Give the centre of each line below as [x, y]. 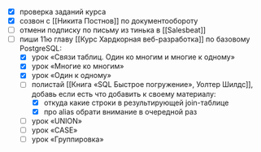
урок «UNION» [57, 120]
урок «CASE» [54, 130]
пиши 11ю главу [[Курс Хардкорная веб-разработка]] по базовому [135, 39]
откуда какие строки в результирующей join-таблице [136, 102]
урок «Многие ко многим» [78, 66]
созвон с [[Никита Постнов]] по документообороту [109, 21]
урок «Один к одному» [71, 76]
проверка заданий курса [63, 12]
